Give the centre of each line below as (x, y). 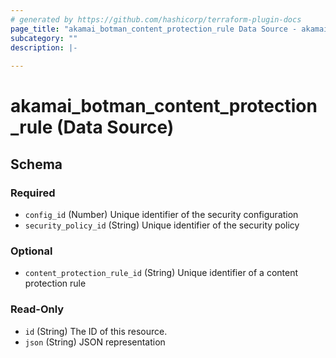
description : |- (44, 47)
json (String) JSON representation (95, 342)
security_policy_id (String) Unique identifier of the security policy (162, 225)
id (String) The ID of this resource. (96, 331)
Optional (31, 251)
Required (33, 193)
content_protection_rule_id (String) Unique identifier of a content (161, 273)
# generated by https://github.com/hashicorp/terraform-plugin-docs (156, 19)
